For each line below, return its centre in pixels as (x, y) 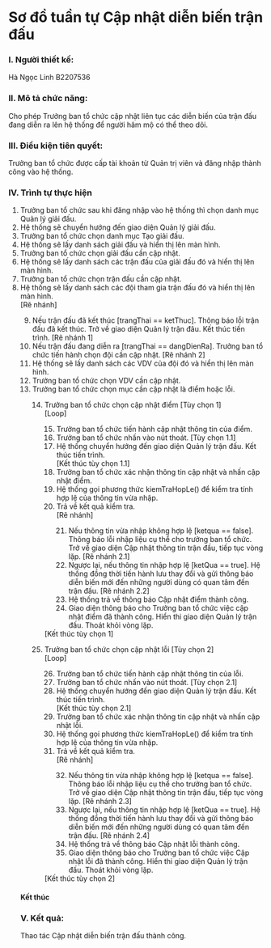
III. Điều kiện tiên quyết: (56, 146)
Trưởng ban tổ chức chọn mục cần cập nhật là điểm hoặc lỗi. (133, 389)
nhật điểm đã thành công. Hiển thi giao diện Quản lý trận (163, 617)
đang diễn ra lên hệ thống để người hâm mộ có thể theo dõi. (108, 125)
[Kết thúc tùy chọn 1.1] (93, 463)
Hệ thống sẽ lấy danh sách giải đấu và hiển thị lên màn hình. (120, 245)
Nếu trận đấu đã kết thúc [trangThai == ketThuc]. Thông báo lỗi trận (146, 320)
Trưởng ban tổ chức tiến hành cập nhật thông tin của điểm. (155, 430)
